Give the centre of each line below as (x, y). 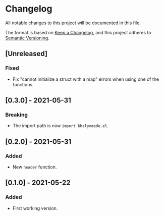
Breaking (16, 115)
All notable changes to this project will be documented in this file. (73, 23)
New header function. (35, 167)
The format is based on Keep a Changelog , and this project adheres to (78, 32)
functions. (23, 84)
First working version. (35, 208)
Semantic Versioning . (27, 38)
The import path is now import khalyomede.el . (60, 126)
